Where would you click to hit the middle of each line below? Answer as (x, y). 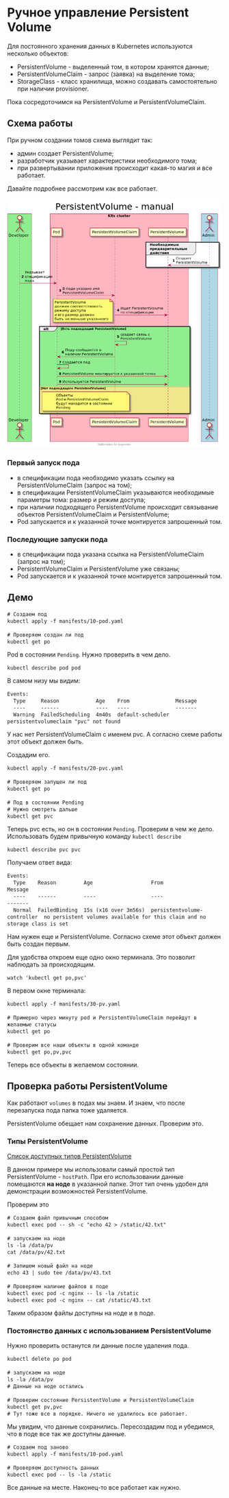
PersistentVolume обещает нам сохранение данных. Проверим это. (105, 1123)
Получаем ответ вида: (40, 862)
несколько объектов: (38, 53)
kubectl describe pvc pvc (44, 849)
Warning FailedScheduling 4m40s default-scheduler (91, 715)
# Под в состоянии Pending (45, 802)
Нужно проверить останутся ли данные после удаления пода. (98, 1346)
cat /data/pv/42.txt (37, 1252)
